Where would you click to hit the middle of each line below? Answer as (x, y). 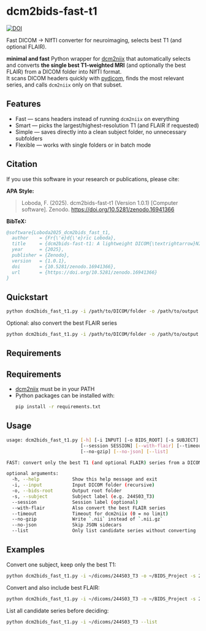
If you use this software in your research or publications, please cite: (93, 179)
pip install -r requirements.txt (58, 407)
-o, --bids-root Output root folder (67, 491)
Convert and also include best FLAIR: (53, 587)
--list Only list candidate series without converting (104, 531)
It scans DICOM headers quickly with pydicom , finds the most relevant (95, 78)
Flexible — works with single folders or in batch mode (83, 145)
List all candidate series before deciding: (58, 610)
